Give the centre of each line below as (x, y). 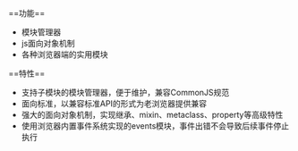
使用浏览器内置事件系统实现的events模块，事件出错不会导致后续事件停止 (155, 126)
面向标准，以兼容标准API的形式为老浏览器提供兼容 (114, 104)
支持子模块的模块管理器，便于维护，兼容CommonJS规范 (125, 92)
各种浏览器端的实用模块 (64, 55)
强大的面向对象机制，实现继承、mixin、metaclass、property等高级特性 (152, 115)
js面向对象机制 (48, 43)
